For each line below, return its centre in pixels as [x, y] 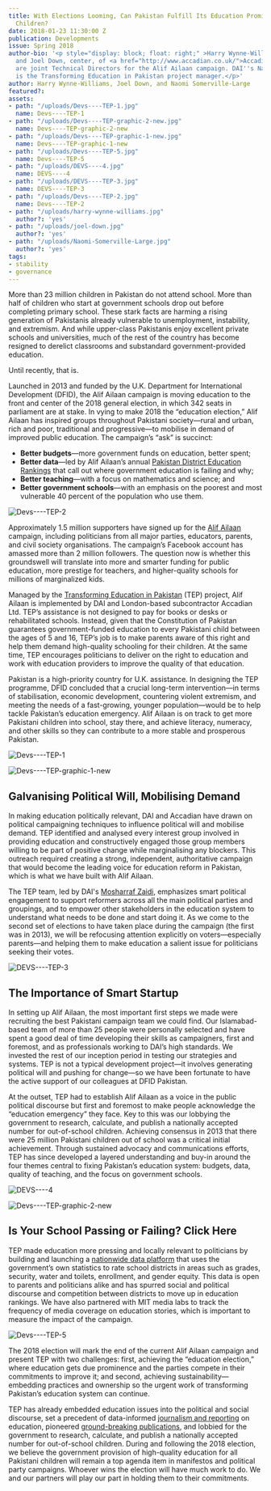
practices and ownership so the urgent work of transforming [148, 1385]
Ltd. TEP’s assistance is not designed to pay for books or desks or [118, 612]
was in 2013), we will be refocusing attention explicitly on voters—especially [135, 934]
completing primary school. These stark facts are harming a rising [118, 311]
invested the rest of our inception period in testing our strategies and [123, 1055]
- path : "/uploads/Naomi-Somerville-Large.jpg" [90, 242]
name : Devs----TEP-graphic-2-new [72, 129]
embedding [27, 1385]
